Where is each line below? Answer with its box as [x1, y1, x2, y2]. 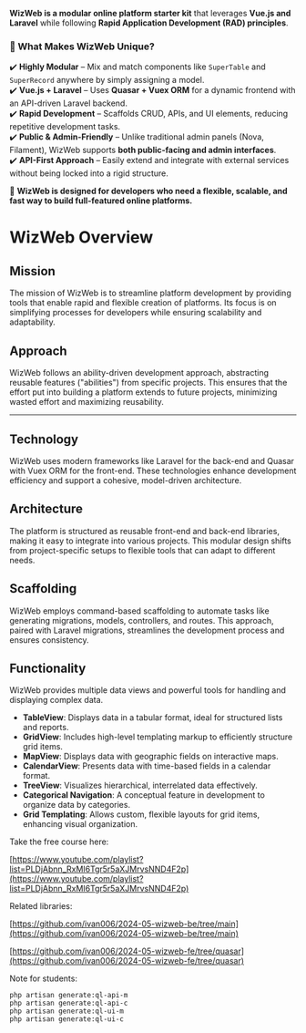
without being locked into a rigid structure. [9, 168, 168, 179]
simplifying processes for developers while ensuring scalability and [9, 307, 262, 318]
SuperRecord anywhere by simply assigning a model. [9, 75, 205, 86]
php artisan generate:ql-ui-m [9, 1007, 125, 1016]
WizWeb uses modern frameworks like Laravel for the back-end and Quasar [9, 455, 294, 466]
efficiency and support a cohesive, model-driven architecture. [9, 474, 242, 486]
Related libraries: [9, 901, 73, 912]
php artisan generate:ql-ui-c [9, 1015, 125, 1024]
